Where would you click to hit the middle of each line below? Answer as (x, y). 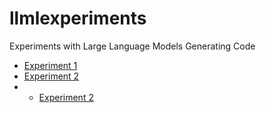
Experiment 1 (50, 65)
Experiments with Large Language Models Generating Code (132, 46)
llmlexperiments (78, 18)
